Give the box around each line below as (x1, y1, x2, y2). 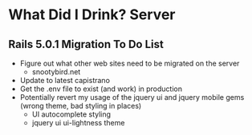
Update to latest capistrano (19, 76, 111, 85)
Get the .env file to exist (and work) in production (19, 84, 183, 93)
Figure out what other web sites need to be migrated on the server (19, 58, 240, 68)
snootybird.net (31, 67, 81, 77)
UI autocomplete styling (31, 109, 111, 119)
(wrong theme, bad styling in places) (19, 101, 142, 110)
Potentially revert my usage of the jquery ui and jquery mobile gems (19, 93, 245, 101)
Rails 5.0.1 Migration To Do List (8, 38, 165, 51)
